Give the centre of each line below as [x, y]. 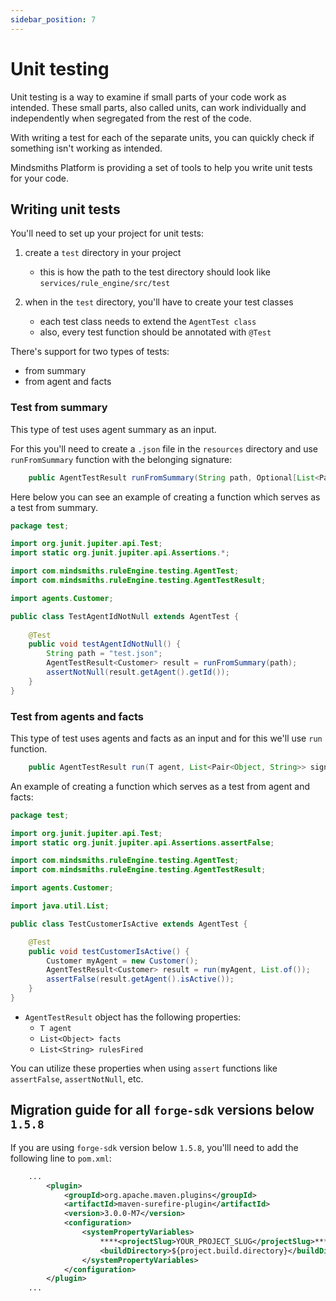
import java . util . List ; [60, 906]
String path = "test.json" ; [104, 654]
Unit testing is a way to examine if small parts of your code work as [148, 97]
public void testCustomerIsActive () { [109, 951]
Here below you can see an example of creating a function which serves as [165, 497]
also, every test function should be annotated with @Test [155, 332]
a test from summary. [54, 507]
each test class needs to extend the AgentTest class [148, 322]
